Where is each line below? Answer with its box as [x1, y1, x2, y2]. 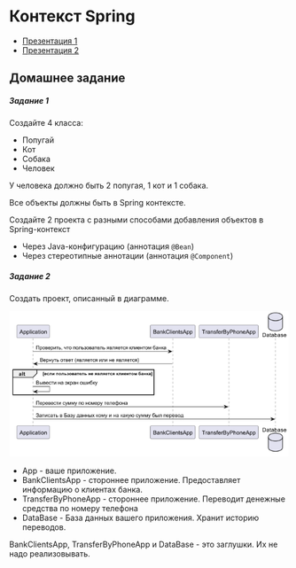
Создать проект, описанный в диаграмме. [9, 293, 170, 304]
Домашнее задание [9, 71, 126, 86]
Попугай [21, 135, 55, 145]
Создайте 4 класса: [9, 118, 84, 128]
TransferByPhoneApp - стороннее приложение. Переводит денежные [21, 494, 286, 504]
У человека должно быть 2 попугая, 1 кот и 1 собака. [9, 180, 209, 191]
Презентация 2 [21, 44, 80, 55]
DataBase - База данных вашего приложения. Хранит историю [21, 512, 260, 523]
